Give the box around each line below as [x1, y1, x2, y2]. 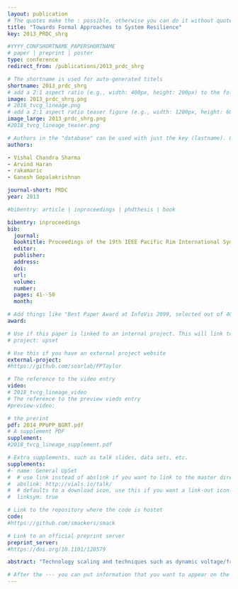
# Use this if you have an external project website [7, 349, 166, 357]
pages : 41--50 [13, 292, 55, 299]
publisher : [13, 252, 46, 259]
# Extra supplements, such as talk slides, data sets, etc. [7, 454, 189, 461]
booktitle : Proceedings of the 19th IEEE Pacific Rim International [13, 238, 220, 246]
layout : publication [7, 10, 69, 18]
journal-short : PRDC [7, 187, 69, 194]
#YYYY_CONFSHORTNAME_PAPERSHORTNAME [7, 43, 115, 50]
